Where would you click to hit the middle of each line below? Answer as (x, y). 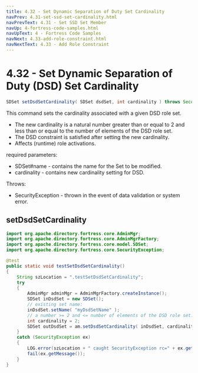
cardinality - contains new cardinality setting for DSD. (79, 172)
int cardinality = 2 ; (54, 321)
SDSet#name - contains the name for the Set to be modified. (88, 166)
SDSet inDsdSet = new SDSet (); (66, 299)
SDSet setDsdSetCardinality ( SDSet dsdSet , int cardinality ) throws (93, 102)
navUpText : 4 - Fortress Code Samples (54, 34)
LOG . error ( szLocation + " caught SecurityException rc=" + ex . (106, 348)
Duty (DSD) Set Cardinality (72, 86)
